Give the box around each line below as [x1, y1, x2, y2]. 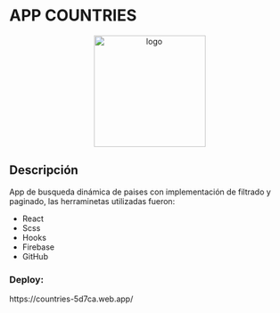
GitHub [21, 251, 49, 261]
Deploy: [9, 273, 45, 285]
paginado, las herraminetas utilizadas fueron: [9, 195, 176, 206]
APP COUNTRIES [9, 5, 137, 26]
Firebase [21, 242, 55, 252]
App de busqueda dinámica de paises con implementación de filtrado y [9, 186, 272, 197]
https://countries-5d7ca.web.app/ [9, 293, 134, 304]
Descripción [9, 162, 78, 178]
